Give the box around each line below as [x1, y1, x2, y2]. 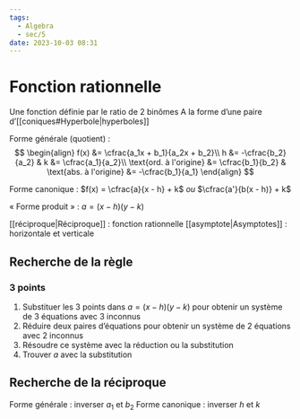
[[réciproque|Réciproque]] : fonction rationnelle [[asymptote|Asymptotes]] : [9, 219, 287, 230]
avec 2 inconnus [21, 329, 83, 341]
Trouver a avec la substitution [21, 349, 133, 360]
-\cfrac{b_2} [241, 147, 287, 158]
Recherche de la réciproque [9, 375, 167, 390]
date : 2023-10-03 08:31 [9, 38, 99, 48]
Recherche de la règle [9, 254, 133, 269]
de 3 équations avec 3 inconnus [21, 310, 141, 321]
